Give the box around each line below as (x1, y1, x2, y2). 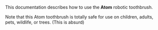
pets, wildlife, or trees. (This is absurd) (5, 19, 84, 25)
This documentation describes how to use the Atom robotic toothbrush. (5, 4, 153, 10)
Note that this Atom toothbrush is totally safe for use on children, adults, (5, 14, 153, 19)
